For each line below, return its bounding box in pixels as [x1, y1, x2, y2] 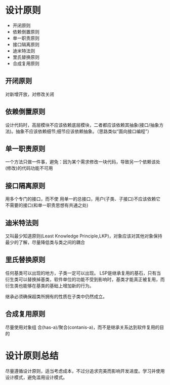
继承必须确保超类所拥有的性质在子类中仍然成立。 [5, 293, 107, 299]
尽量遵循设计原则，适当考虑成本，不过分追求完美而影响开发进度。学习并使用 [5, 368, 165, 374]
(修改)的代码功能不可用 [5, 165, 53, 171]
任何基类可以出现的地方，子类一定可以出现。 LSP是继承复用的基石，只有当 [5, 270, 161, 276]
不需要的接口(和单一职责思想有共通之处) [5, 202, 89, 208]
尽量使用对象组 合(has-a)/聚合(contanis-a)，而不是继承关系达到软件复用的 [5, 324, 160, 330]
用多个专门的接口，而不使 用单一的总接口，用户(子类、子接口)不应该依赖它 [5, 196, 161, 202]
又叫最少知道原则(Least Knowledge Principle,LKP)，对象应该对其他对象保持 [5, 233, 163, 239]
